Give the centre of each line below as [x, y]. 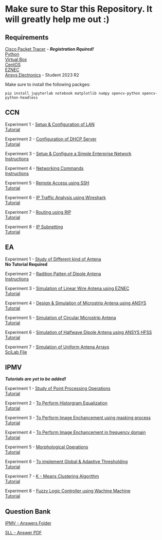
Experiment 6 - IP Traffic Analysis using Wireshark [55, 197]
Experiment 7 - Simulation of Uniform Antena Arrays [57, 347]
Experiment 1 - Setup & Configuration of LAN [50, 124]
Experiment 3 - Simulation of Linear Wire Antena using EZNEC [67, 288]
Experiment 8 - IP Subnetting [34, 227]
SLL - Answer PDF [24, 533]
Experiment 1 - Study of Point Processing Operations [58, 388]
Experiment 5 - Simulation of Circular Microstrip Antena [61, 318]
